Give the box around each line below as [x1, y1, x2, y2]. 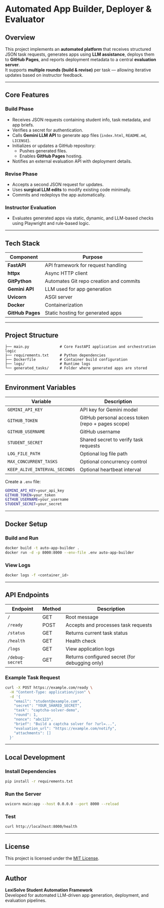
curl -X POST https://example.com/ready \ [5, 685, 93, 690]
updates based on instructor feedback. [5, 72, 83, 78]
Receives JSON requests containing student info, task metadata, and [12, 116, 151, 123]
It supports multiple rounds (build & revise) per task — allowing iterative [5, 67, 151, 73]
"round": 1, [14, 713, 38, 717]
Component [9, 254, 38, 260]
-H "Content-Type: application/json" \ [9, 690, 91, 694]
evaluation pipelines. [5, 897, 46, 903]
